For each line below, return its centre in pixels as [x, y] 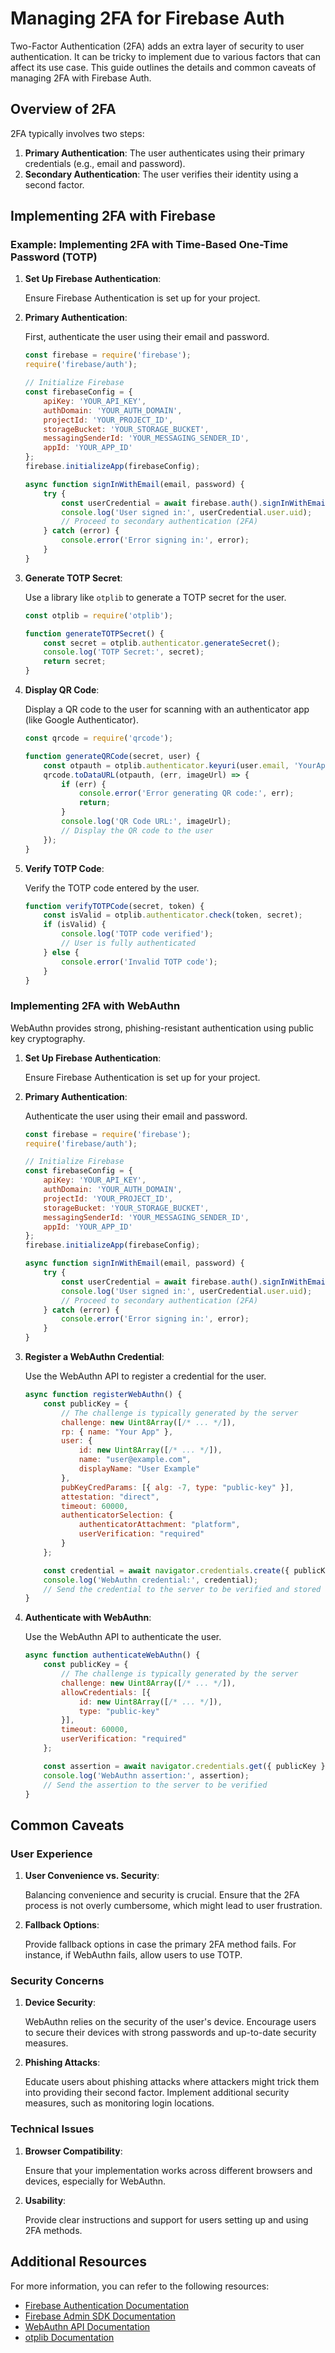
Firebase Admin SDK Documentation [100, 2316]
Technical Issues [52, 2129]
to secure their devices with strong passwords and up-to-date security [170, 2033]
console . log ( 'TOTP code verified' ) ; [137, 934]
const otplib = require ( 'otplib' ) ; [99, 615]
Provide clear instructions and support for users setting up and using [166, 2219]
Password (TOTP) [54, 257]
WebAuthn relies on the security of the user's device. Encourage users [170, 2022]
